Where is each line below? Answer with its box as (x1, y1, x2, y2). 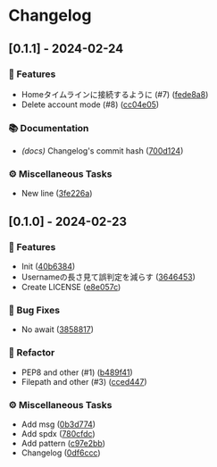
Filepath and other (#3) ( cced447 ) (21, 376, 148, 387)
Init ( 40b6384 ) (21, 261, 76, 272)
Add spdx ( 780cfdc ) (21, 429, 96, 439)
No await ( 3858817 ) (21, 324, 95, 335)
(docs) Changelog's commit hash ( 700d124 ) (21, 146, 184, 156)
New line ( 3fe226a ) (21, 188, 93, 199)
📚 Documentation (8, 121, 89, 134)
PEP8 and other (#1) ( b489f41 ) (21, 367, 133, 378)
